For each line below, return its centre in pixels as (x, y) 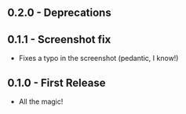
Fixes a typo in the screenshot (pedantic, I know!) (98, 59)
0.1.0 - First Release (57, 82)
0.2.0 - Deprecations (59, 13)
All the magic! (41, 102)
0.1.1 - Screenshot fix (59, 39)
